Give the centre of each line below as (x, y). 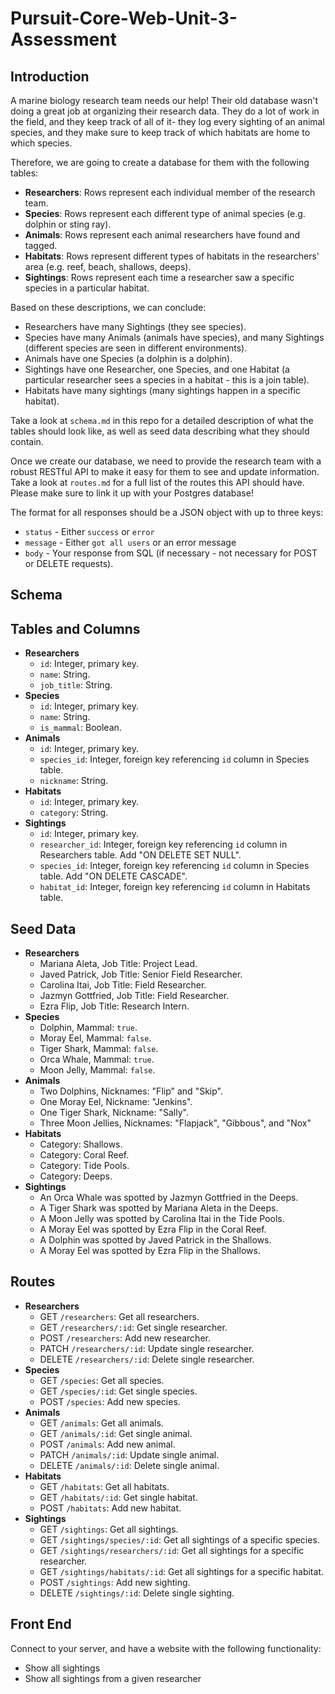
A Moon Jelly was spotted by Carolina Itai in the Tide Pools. (162, 1219)
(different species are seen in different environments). (136, 348)
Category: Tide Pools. (84, 1166)
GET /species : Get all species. (102, 1380)
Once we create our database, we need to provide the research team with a (166, 461)
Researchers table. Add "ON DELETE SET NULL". (140, 855)
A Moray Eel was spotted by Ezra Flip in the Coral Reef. (153, 1229)
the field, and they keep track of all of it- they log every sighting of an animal (167, 121)
